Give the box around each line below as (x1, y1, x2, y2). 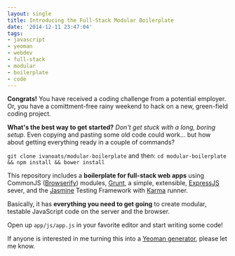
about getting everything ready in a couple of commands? (7, 138, 175, 147)
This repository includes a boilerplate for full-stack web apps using (7, 171, 205, 180)
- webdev (7, 50, 33, 57)
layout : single (7, 10, 52, 18)
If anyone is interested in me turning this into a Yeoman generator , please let (7, 234, 228, 243)
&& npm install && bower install (7, 159, 105, 166)
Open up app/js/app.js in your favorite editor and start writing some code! (7, 221, 223, 229)
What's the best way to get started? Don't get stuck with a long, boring (7, 123, 216, 132)
